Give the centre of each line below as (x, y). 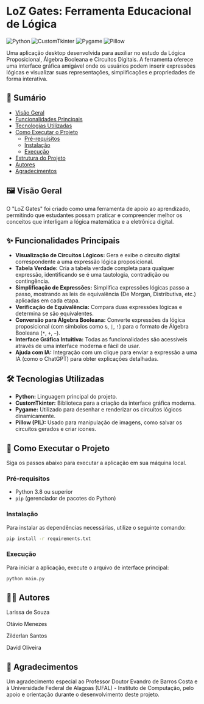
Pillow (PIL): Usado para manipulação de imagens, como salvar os (99, 422)
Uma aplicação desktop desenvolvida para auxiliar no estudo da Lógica (96, 52)
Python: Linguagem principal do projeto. (66, 397)
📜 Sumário (26, 98)
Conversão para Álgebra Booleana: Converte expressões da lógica (100, 320)
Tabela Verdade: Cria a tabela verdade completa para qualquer (95, 268)
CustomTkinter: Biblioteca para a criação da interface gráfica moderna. (105, 403)
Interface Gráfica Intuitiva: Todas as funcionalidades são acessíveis (101, 340)
